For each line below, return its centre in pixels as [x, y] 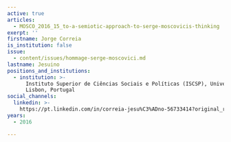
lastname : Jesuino [33, 64]
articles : [21, 20]
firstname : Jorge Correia [44, 39]
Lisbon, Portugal [50, 90]
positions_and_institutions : [49, 71]
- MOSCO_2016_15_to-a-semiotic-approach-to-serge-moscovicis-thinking [117, 26]
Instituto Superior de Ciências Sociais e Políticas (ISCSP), [116, 84]
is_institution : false [40, 45]
